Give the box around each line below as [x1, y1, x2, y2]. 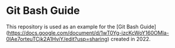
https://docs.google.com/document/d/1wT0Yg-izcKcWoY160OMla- [8, 29, 169, 36]
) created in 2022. [107, 35, 151, 42]
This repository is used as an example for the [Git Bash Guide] [6, 23, 157, 30]
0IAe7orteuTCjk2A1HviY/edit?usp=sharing [6, 35, 107, 42]
